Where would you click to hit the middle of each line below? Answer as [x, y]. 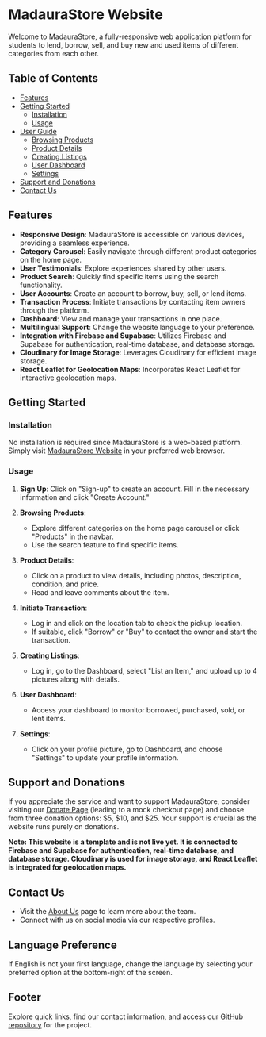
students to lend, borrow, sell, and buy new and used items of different [123, 44]
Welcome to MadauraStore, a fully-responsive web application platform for [130, 36]
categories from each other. [53, 53]
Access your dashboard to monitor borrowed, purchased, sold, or [138, 710]
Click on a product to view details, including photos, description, [136, 575]
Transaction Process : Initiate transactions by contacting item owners [133, 301]
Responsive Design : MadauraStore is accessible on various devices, [132, 234]
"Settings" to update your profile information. [105, 757]
